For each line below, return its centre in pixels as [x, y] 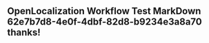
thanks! [24, 32]
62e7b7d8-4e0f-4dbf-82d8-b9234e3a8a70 [104, 22]
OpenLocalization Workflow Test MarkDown [104, 11]
